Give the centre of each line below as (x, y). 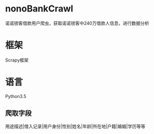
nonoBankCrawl (39, 9)
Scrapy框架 (17, 60)
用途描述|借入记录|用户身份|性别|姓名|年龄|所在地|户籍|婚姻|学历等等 (75, 126)
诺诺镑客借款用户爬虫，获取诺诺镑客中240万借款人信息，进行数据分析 (77, 23)
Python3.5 (16, 96)
